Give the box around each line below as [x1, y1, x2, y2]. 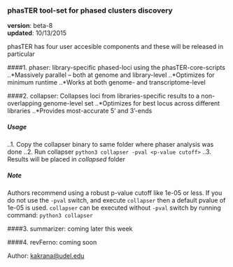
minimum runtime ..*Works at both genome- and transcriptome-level [7, 78, 206, 87]
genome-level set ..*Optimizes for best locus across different [43, 99, 220, 108]
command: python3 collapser [7, 211, 93, 219]
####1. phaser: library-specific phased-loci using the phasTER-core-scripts [7, 64, 226, 72]
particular [7, 50, 35, 58]
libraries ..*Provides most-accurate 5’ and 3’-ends [7, 107, 153, 115]
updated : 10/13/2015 [7, 29, 66, 37]
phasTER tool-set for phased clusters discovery [7, 6, 173, 15]
